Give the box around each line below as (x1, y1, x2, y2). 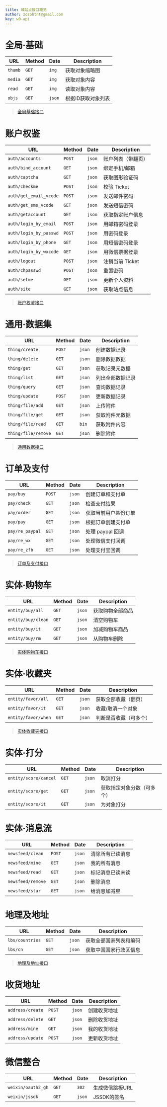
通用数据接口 (17, 444, 44, 450)
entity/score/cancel (7, 775, 56, 781)
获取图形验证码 (103, 174, 138, 181)
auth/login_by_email (7, 221, 56, 227)
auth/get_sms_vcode (7, 202, 54, 208)
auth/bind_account (7, 165, 51, 171)
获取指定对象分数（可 (100, 784, 151, 791)
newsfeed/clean (7, 851, 44, 856)
